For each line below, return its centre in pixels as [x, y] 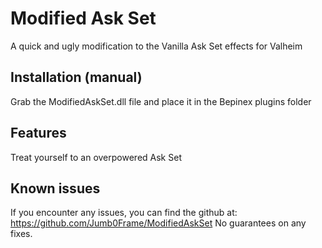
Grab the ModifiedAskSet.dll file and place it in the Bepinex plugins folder [161, 101]
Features [38, 133]
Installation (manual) [76, 77]
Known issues [55, 188]
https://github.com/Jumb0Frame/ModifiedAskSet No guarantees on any [158, 223]
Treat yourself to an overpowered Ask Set [96, 157]
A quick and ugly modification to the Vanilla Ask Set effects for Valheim [156, 46]
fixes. [21, 234]
